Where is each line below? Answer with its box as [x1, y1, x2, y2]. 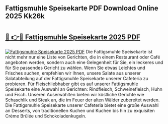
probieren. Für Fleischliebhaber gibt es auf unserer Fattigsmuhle [5, 81, 138, 87]
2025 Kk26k [5, 12, 45, 21]
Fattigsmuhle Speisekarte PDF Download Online [5, 4, 158, 13]
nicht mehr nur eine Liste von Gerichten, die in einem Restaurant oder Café [5, 54, 160, 60]
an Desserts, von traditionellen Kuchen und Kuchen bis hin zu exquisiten [5, 108, 155, 113]
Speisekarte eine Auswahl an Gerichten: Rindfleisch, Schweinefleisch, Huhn [5, 86, 162, 92]
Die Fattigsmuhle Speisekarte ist [86, 49, 153, 54]
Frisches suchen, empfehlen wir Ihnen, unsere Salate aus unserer [5, 70, 141, 76]
